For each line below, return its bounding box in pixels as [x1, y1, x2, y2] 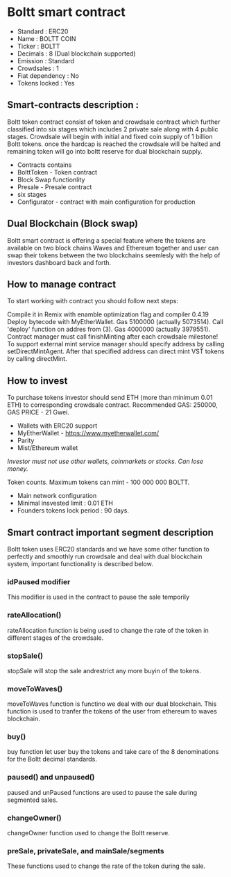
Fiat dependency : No [17, 71, 80, 80]
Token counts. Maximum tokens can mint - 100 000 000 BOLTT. [7, 478, 190, 487]
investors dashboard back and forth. [7, 258, 112, 266]
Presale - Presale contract [17, 182, 92, 191]
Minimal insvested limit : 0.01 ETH [17, 499, 113, 508]
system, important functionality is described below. [7, 560, 154, 568]
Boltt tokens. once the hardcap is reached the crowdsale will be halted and [7, 140, 221, 148]
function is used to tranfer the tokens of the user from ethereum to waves [7, 707, 217, 716]
